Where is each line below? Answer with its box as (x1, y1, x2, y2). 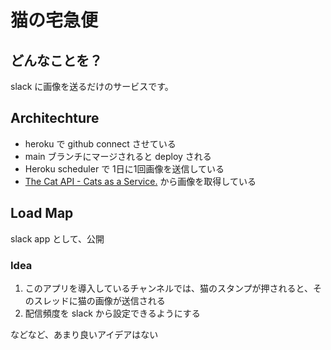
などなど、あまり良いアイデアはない (10, 328, 159, 340)
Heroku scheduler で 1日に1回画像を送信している (24, 162, 225, 175)
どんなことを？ (10, 52, 103, 69)
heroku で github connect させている (24, 137, 177, 150)
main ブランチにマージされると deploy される (24, 150, 212, 162)
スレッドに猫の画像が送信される (33, 294, 166, 306)
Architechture (10, 110, 100, 127)
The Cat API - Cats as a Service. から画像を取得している (24, 175, 257, 187)
